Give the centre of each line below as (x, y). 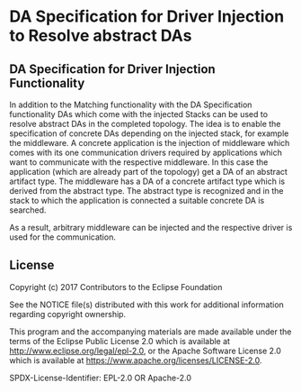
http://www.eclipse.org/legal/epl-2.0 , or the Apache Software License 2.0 (145, 351)
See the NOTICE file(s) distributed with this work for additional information (147, 305)
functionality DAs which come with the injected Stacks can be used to (138, 114)
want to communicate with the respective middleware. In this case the (139, 162)
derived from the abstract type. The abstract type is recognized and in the (146, 191)
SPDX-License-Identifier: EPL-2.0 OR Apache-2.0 (100, 378)
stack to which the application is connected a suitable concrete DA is (137, 201)
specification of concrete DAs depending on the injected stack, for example (149, 133)
